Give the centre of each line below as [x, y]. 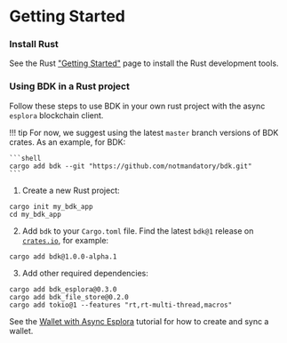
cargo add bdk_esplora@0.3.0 [63, 289]
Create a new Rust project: [71, 190]
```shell [25, 158]
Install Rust [34, 44]
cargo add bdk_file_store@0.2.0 [69, 297]
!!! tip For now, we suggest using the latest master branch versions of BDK [144, 132]
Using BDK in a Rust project [70, 86]
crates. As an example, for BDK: [68, 142]
